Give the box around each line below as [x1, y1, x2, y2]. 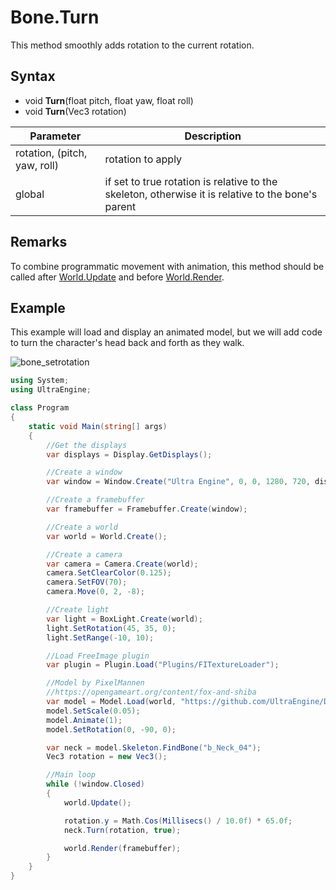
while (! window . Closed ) [46, 779, 145, 790]
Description [184, 129, 242, 143]
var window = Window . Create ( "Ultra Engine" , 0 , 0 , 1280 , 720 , [46, 477, 311, 487]
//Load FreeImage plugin [46, 651, 150, 661]
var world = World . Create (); [46, 531, 168, 541]
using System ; [10, 376, 70, 386]
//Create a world [46, 522, 118, 532]
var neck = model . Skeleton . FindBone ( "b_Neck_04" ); [46, 742, 262, 753]
